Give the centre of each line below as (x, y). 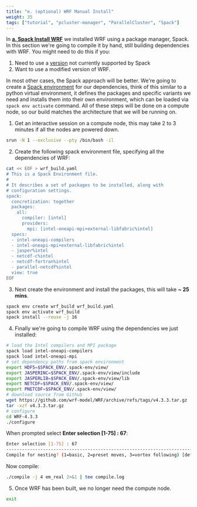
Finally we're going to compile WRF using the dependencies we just (96, 328)
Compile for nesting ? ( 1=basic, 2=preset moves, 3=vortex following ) (93, 455)
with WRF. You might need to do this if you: (58, 52)
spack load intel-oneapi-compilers (50, 351)
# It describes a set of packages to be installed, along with (85, 185)
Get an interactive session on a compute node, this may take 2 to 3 (95, 124)
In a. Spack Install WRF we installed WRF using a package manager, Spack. (98, 39)
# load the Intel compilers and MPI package (61, 346)
